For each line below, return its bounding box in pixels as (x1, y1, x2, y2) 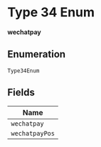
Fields (7, 87, 36, 99)
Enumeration (7, 48, 66, 60)
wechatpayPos (11, 129, 55, 137)
